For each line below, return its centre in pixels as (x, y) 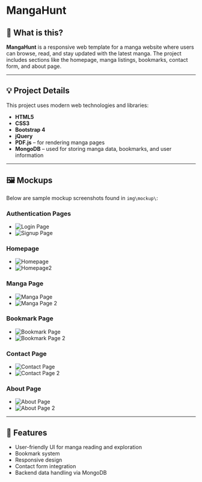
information (29, 155)
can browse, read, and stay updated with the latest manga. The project (94, 53)
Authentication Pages (38, 213)
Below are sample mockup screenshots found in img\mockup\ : (82, 198)
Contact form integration (45, 466)
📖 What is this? (35, 33)
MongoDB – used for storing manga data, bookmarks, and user (93, 148)
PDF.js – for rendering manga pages (60, 142)
